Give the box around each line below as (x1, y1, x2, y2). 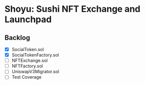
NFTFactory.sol (11, 63, 43, 69)
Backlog (4, 33, 30, 42)
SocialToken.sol (11, 47, 44, 52)
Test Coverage (11, 74, 42, 80)
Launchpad (4, 14, 52, 25)
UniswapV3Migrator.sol (11, 69, 59, 75)
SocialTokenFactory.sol (11, 52, 59, 58)
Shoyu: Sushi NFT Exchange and (4, 3, 141, 15)
